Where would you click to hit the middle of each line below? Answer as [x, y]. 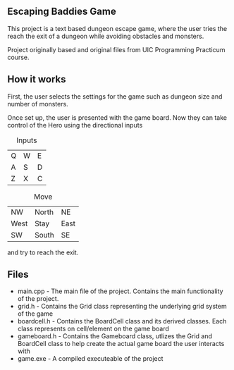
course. [18, 57]
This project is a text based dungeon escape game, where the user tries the [117, 28]
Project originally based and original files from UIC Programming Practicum [116, 49]
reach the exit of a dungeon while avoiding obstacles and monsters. [106, 36]
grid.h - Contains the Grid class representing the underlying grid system [122, 307]
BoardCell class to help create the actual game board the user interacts [121, 344]
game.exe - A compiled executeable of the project [90, 359]
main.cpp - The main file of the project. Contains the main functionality [120, 291]
